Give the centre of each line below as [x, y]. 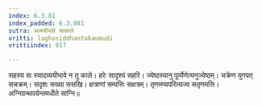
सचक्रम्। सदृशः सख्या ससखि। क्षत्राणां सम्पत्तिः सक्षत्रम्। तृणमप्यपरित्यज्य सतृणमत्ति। [114, 84]
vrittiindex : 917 [37, 46]
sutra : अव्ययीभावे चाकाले [41, 30]
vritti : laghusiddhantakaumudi [61, 38]
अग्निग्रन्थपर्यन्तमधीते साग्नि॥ [44, 94]
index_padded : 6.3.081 [46, 23]
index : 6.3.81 [32, 16]
